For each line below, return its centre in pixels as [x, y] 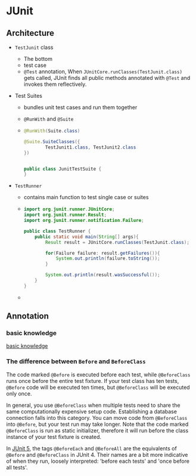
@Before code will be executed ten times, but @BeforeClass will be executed [98, 387]
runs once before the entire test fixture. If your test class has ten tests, [93, 381]
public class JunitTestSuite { [63, 169]
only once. [19, 393]
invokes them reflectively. [55, 84]
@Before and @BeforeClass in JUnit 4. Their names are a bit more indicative [97, 455]
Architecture [30, 33]
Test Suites [29, 96]
